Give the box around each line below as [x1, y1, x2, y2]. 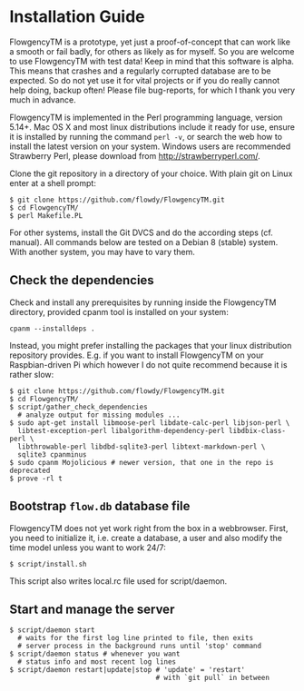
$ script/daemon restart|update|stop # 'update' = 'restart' [9, 666, 246, 675]
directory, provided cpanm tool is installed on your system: [9, 306, 229, 317]
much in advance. [9, 94, 76, 105]
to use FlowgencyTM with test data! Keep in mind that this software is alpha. [9, 55, 295, 66]
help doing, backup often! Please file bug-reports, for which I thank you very [9, 84, 296, 95]
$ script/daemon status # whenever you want [9, 649, 181, 659]
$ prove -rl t [9, 474, 64, 483]
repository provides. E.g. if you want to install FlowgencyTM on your [9, 350, 264, 360]
